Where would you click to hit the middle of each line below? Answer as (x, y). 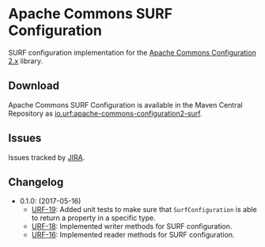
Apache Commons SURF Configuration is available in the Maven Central (125, 104)
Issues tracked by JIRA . (47, 157)
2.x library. (26, 61)
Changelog (36, 182)
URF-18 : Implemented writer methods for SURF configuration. (132, 226)
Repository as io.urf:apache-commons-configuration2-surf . (106, 113)
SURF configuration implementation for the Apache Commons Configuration (132, 52)
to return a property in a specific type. (93, 218)
